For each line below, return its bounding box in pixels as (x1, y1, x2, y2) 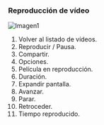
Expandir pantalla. (18, 80, 71, 88)
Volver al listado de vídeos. (18, 35, 98, 44)
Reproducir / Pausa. (18, 43, 76, 51)
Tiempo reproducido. (18, 110, 80, 118)
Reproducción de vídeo (8, 6, 90, 15)
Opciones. (18, 58, 49, 66)
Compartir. (18, 50, 50, 58)
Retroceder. (18, 103, 53, 111)
